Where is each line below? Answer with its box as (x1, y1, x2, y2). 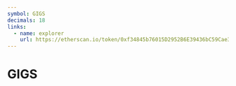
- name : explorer (13, 29, 65, 37)
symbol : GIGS (7, 10, 46, 17)
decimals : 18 (7, 17, 46, 24)
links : (7, 23, 27, 30)
